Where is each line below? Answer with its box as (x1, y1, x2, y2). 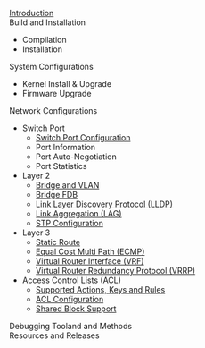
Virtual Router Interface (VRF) (35, 256, 144, 267)
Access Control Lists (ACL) (21, 275, 122, 285)
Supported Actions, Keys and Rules (35, 284, 166, 294)
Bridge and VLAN (35, 180, 100, 191)
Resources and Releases (9, 330, 100, 341)
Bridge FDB (35, 190, 78, 199)
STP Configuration (35, 218, 104, 228)
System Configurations (9, 62, 94, 72)
